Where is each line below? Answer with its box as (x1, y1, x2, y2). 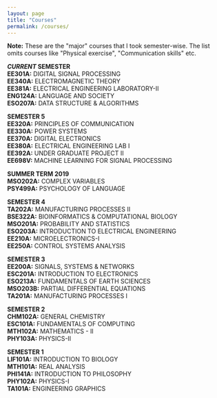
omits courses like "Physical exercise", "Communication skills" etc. (7, 49, 196, 57)
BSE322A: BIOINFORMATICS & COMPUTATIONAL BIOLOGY (7, 212, 178, 221)
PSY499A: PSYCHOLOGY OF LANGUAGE (7, 184, 125, 193)
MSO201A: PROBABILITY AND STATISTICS (7, 220, 130, 228)
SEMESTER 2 (7, 305, 45, 314)
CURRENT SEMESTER (7, 63, 71, 71)
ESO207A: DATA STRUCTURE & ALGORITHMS (7, 99, 139, 108)
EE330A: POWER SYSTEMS (7, 127, 87, 135)
